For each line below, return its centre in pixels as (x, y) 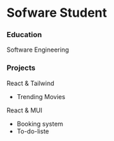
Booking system (40, 124)
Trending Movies (41, 96)
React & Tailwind (30, 83)
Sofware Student (57, 13)
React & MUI (24, 110)
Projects (21, 68)
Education (24, 35)
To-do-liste (33, 131)
